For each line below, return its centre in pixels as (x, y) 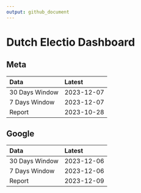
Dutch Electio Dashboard (71, 42)
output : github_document (38, 12)
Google (20, 134)
